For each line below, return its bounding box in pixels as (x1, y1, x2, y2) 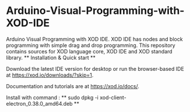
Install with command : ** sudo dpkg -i (6, 94, 99, 101)
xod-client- (100, 94, 126, 101)
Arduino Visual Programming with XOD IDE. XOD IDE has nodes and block (6, 35, 183, 42)
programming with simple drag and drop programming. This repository (6, 42, 176, 49)
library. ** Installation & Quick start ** (6, 54, 96, 61)
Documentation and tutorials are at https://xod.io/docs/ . (6, 82, 140, 89)
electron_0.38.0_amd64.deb (6, 100, 73, 107)
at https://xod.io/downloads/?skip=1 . (6, 71, 94, 78)
